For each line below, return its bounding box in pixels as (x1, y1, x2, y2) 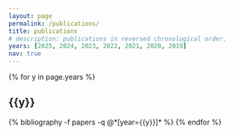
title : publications (8, 27, 79, 35)
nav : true (8, 50, 42, 58)
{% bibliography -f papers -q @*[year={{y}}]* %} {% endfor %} (8, 117, 222, 127)
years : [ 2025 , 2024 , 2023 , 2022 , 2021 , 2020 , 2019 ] (8, 42, 188, 50)
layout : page (8, 11, 53, 20)
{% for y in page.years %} (8, 72, 96, 81)
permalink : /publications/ (8, 20, 100, 28)
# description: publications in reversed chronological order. (8, 34, 227, 43)
